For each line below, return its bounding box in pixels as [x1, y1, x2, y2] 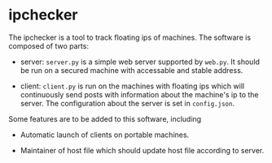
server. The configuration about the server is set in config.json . [20, 98, 235, 108]
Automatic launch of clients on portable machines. [20, 130, 190, 139]
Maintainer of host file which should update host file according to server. [20, 145, 265, 155]
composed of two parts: [8, 41, 90, 50]
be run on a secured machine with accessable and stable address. [20, 65, 243, 75]
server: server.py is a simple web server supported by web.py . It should [20, 57, 261, 66]
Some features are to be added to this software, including [8, 114, 202, 123]
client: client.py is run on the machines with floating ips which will [20, 81, 245, 91]
